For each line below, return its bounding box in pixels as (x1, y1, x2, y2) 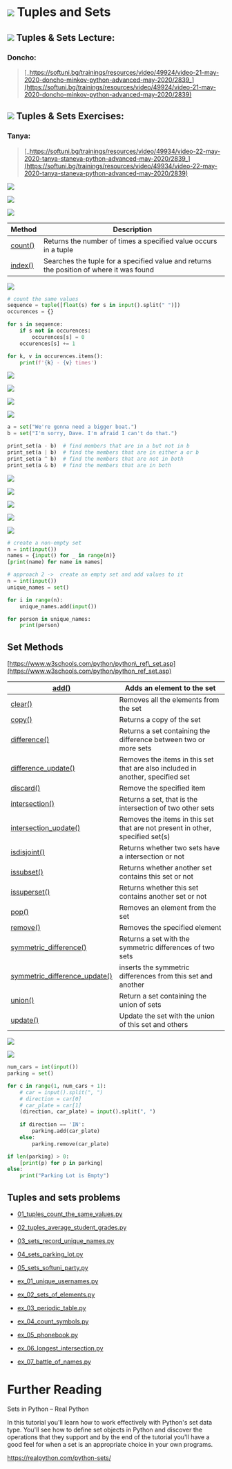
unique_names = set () (7, 583, 70, 591)
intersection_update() (10, 823, 81, 833)
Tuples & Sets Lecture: (16, 32, 115, 44)
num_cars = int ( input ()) (7, 1064, 79, 1071)
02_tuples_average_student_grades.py (17, 1223, 127, 1231)
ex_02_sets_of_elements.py (17, 1290, 95, 1299)
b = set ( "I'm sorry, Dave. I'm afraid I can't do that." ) (7, 430, 177, 437)
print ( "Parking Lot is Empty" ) (19, 1172, 110, 1179)
